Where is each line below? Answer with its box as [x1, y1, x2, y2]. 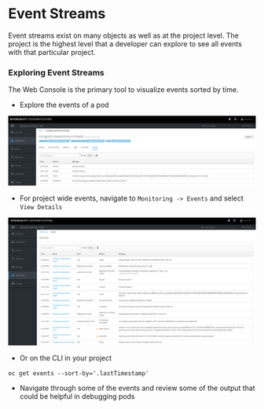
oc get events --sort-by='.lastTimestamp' [8, 370, 149, 378]
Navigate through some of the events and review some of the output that [19, 383, 255, 393]
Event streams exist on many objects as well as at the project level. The [8, 31, 240, 40]
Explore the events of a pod [19, 100, 109, 110]
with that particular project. [8, 47, 96, 57]
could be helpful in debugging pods [19, 392, 135, 401]
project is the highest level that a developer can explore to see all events [8, 39, 242, 48]
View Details [19, 203, 63, 211]
